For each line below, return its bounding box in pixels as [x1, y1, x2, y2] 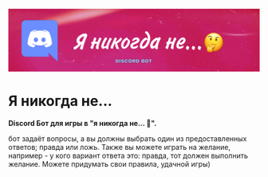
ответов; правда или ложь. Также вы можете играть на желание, [8, 142, 231, 151]
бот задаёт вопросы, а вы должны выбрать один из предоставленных [8, 133, 247, 144]
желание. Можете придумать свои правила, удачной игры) [8, 159, 211, 168]
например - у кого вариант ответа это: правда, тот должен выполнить [8, 151, 249, 160]
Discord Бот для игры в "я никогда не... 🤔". [8, 118, 157, 128]
